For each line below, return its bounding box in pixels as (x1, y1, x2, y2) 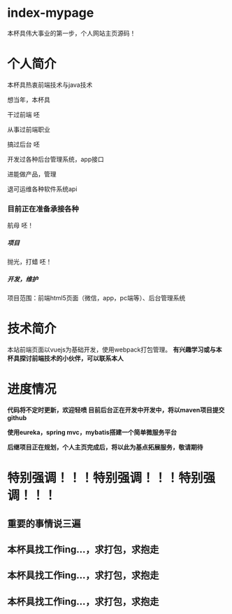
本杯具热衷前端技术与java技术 (7, 81, 93, 89)
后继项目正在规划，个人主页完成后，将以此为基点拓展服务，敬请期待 (7, 442, 203, 451)
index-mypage (7, 5, 94, 21)
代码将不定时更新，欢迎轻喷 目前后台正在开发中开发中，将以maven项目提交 (7, 405, 225, 414)
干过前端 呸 (7, 110, 40, 118)
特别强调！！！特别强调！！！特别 (7, 470, 204, 486)
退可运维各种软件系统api (7, 184, 78, 193)
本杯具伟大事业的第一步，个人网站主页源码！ (7, 29, 136, 37)
